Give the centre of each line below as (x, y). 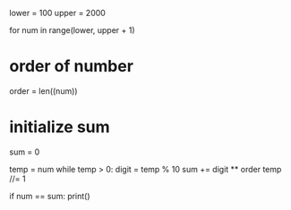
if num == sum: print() (50, 196)
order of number (72, 67)
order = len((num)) (43, 91)
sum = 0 (25, 152)
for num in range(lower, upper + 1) (73, 30)
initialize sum (60, 127)
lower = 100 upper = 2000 (57, 13)
